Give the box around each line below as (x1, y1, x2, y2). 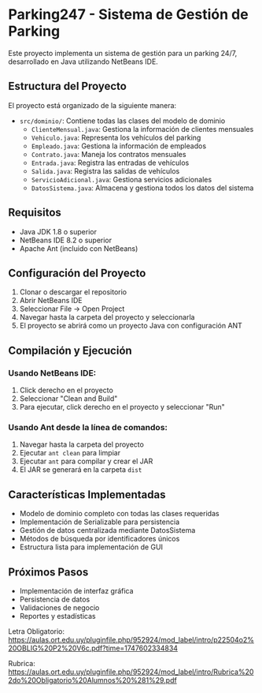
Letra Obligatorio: (8, 626, 65, 636)
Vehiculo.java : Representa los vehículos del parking (31, 133, 201, 142)
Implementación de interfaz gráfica (19, 586, 134, 595)
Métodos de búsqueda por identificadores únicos (19, 534, 180, 544)
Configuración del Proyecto (8, 266, 146, 279)
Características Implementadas (8, 488, 166, 501)
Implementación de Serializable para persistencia (19, 517, 179, 526)
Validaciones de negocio (19, 602, 100, 612)
